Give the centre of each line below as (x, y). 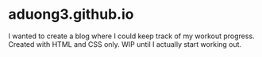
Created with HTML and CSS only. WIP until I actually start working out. (125, 44)
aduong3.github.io (71, 14)
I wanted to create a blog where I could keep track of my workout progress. (132, 36)
